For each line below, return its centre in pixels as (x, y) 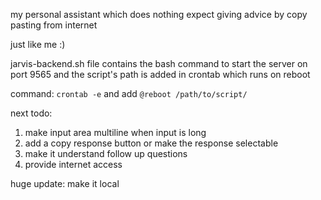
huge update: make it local (65, 183)
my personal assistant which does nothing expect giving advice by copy (159, 14)
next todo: (31, 113)
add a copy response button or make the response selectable (151, 143)
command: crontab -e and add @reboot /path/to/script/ (129, 93)
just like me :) (38, 44)
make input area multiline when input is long (115, 132)
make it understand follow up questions (106, 153)
